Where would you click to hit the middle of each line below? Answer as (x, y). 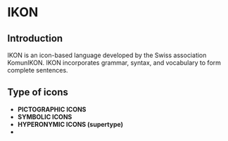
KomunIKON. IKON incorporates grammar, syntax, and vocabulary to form (114, 63)
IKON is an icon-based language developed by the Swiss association (107, 55)
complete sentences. (38, 70)
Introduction (35, 38)
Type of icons (38, 92)
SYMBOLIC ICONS (45, 116)
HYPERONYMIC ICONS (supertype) (70, 124)
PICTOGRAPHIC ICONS (52, 109)
